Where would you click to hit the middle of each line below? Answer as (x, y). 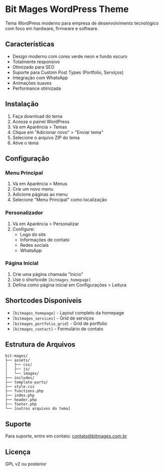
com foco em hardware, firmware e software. (52, 28)
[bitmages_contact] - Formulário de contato (58, 329)
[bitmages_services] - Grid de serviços (53, 318)
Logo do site (33, 234)
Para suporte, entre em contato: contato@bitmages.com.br (66, 436)
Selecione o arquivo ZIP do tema (46, 137)
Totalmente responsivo (36, 62)
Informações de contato (45, 240)
